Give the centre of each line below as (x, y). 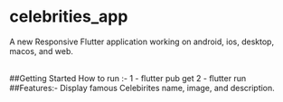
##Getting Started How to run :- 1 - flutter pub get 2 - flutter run (128, 78)
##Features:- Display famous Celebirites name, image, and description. (142, 88)
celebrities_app (69, 17)
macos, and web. (42, 51)
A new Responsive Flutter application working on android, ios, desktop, (141, 42)
